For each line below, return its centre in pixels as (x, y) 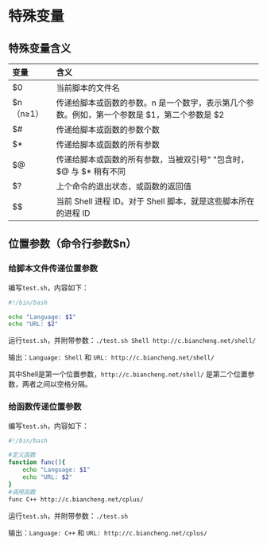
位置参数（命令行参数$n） (72, 244)
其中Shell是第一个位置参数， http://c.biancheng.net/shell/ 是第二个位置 (128, 374)
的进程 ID (73, 213)
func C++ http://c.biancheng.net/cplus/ (76, 499)
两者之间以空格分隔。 (57, 384)
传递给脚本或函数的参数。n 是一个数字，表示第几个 (151, 103)
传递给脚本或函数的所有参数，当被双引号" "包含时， (152, 160)
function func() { (37, 462)
